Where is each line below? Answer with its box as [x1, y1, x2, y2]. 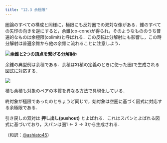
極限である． [13, 104, 40, 110]
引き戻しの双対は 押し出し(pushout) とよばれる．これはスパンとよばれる [5, 115, 156, 121]
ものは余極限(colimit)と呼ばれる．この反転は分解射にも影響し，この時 [18, 34, 162, 40]
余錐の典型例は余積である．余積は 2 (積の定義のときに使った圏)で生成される [5, 61, 160, 67]
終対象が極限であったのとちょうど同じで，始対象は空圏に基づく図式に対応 [5, 98, 158, 104]
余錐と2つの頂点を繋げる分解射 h [10, 51, 77, 57]
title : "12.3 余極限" [5, 7, 48, 12]
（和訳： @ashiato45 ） [5, 132, 52, 138]
